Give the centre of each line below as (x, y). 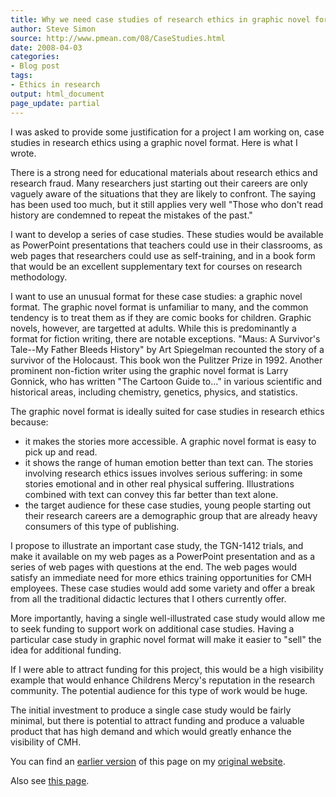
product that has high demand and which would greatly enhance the (151, 731)
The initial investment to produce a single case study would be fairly (151, 710)
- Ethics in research (55, 85)
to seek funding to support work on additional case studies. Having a (152, 628)
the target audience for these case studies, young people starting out (167, 505)
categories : (35, 57)
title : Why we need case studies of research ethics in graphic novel (160, 19)
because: (29, 422)
